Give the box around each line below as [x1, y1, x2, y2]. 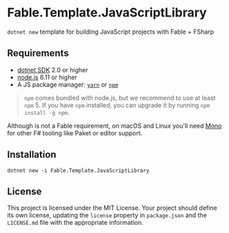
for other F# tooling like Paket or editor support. [7, 129, 143, 137]
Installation [7, 149, 57, 161]
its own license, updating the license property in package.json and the [7, 211, 207, 219]
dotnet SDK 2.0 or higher [17, 65, 88, 74]
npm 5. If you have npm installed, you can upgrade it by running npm [23, 101, 210, 109]
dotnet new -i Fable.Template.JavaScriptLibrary [7, 167, 150, 174]
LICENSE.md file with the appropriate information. [7, 219, 143, 227]
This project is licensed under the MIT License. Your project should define [7, 204, 217, 212]
